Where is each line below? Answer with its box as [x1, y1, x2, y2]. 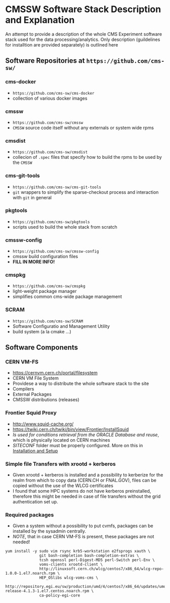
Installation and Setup [12, 448, 58, 454]
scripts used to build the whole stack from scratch [12, 224, 117, 230]
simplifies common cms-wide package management [12, 293, 122, 299]
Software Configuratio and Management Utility [12, 323, 110, 329]
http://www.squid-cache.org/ [12, 421, 74, 427]
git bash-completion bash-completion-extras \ [39, 553, 139, 558]
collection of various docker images [12, 95, 88, 101]
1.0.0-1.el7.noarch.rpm [5, 571, 56, 576]
